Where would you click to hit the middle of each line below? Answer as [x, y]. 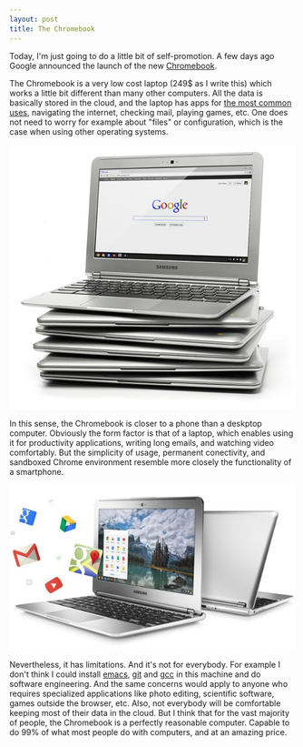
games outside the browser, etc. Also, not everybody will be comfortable [145, 703]
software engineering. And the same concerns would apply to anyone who [149, 683]
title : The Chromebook [52, 29]
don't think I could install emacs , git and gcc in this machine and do [135, 674]
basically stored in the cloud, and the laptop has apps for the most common [151, 102]
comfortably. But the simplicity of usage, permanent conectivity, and [137, 453]
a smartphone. [37, 472]
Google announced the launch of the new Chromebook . [113, 66]
